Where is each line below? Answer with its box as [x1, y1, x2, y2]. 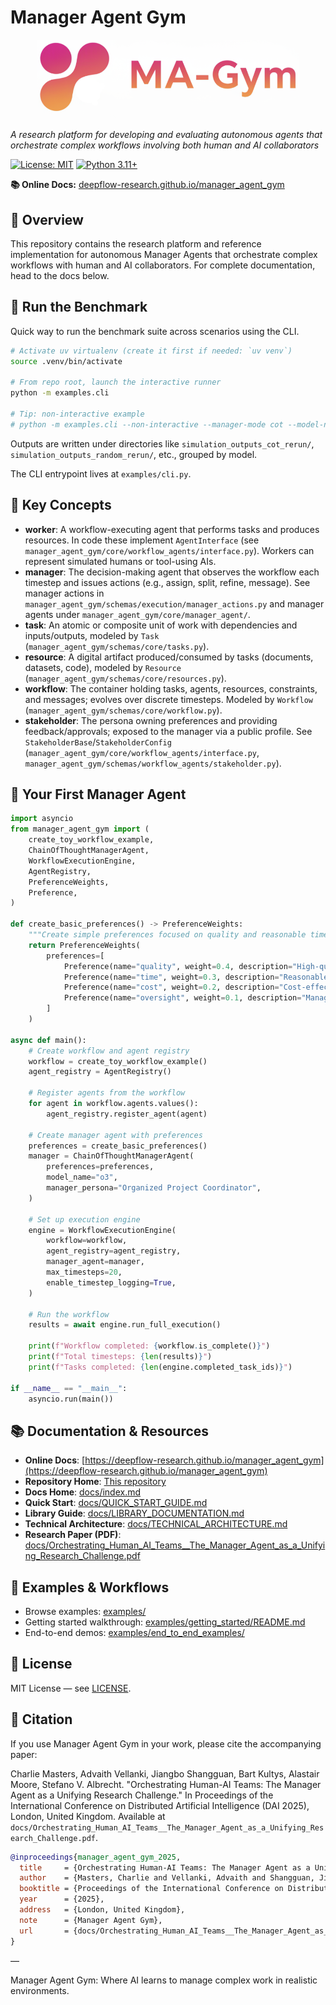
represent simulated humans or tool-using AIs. [24, 555, 217, 567]
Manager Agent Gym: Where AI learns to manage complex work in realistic [10, 1974, 318, 1986]
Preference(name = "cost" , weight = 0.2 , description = [63, 982, 280, 993]
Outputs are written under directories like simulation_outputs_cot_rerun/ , [10, 437, 315, 450]
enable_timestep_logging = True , [46, 1277, 177, 1288]
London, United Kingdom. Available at [10, 1810, 166, 1822]
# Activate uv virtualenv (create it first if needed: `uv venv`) [10, 346, 293, 356]
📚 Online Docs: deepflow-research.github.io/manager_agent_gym [10, 179, 285, 191]
